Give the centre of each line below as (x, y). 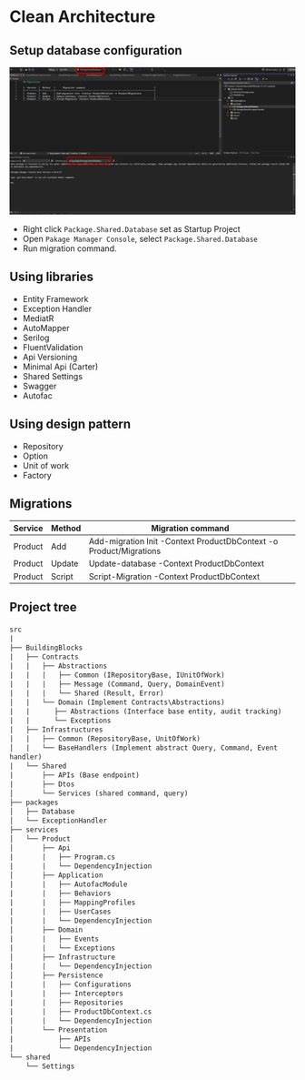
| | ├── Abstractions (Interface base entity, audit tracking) (146, 712)
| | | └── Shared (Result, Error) (87, 693)
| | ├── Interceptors (67, 994)
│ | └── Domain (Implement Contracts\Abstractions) (117, 702)
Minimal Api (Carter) (60, 367)
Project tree (43, 607)
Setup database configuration (96, 50)
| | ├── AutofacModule (69, 884)
